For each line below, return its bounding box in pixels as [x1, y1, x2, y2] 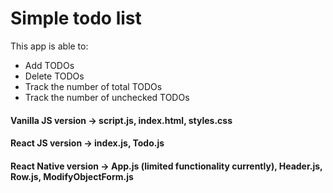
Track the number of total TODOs [24, 80, 163, 92]
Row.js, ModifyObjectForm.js [10, 170, 134, 182]
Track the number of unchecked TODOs [24, 91, 190, 103]
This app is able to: [10, 40, 89, 52]
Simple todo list [10, 7, 142, 30]
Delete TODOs [24, 70, 85, 82]
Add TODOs [24, 59, 75, 71]
